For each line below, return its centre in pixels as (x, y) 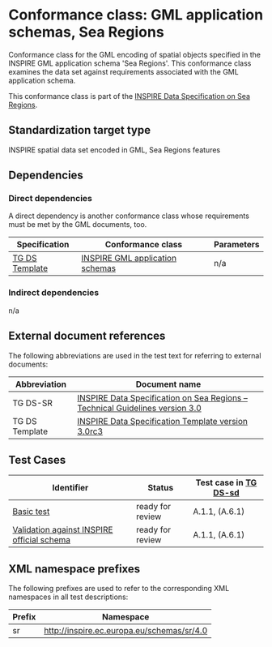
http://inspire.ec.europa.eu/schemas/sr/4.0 (126, 631)
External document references (87, 336)
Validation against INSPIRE (63, 530)
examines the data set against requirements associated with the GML (123, 71)
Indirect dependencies (54, 293)
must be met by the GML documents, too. (78, 225)
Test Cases (37, 460)
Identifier (70, 488)
